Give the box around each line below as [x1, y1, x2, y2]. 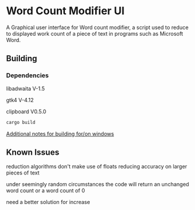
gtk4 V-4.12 [6, 96, 34, 103]
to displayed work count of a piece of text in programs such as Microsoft [6, 30, 183, 37]
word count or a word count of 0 [6, 187, 85, 194]
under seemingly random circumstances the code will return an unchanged [6, 181, 189, 188]
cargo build [6, 119, 35, 125]
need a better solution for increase [6, 199, 90, 206]
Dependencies [6, 71, 49, 79]
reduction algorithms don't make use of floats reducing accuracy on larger [6, 163, 187, 170]
